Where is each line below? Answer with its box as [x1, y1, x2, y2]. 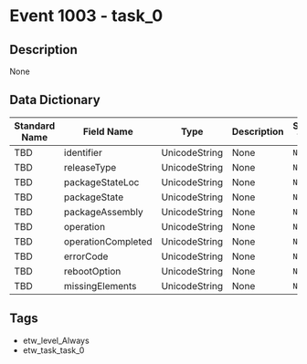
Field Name [82, 125, 134, 138]
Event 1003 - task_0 [9, 5, 164, 26]
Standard [14, 120, 56, 132]
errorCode [63, 250, 109, 263]
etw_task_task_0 [22, 344, 85, 356]
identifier [63, 146, 102, 159]
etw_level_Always [22, 335, 90, 346]
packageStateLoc [63, 175, 140, 188]
